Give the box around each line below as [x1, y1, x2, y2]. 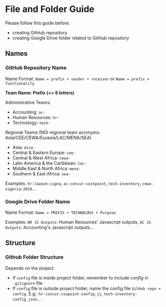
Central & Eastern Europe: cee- [12, 150, 76, 155]
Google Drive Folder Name [5, 198, 70, 205]
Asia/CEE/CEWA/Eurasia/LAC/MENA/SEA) [5, 135, 92, 141]
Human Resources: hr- [12, 114, 60, 120]
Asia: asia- [12, 144, 35, 150]
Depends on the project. [5, 265, 55, 271]
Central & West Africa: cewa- [12, 154, 71, 160]
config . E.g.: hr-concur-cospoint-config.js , [12, 291, 103, 297]
